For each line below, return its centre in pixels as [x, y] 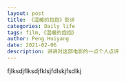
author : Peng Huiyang [38, 39]
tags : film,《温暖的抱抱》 [42, 32]
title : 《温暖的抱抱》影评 [41, 20]
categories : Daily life [41, 26]
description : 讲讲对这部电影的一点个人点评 [63, 52]
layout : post [26, 13]
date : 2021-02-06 [32, 45]
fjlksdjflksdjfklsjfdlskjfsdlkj [44, 71]
